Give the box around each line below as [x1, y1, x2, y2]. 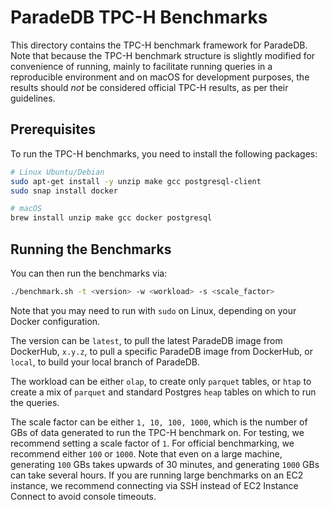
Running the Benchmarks [10, 241, 172, 258]
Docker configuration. [10, 315, 101, 327]
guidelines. [10, 92, 56, 104]
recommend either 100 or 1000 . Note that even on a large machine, [10, 447, 283, 460]
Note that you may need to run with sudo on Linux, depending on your [10, 304, 297, 316]
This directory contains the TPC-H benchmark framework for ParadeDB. [10, 39, 308, 51]
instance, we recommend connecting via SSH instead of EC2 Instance [10, 479, 299, 491]
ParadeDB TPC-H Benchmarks [10, 6, 268, 29]
